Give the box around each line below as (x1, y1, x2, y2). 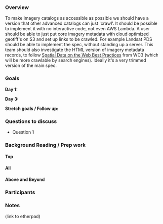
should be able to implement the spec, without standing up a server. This (5, 42, 154, 48)
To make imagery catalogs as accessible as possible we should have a (5, 15, 149, 21)
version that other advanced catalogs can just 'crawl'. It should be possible (5, 20, 158, 26)
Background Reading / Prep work (5, 141, 86, 148)
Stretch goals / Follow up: (5, 106, 59, 112)
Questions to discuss (5, 118, 57, 125)
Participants (5, 189, 36, 196)
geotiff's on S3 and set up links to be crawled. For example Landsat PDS (5, 36, 152, 42)
